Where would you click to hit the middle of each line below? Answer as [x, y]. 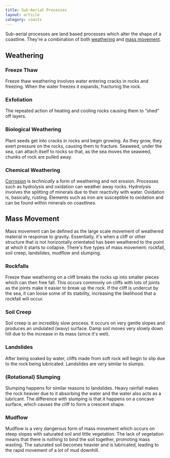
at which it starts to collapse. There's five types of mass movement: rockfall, [85, 247]
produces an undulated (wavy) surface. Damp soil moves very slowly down [84, 328]
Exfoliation [19, 99]
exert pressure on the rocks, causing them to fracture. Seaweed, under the [84, 146]
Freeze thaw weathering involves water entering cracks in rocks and [77, 81]
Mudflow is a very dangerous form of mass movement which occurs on [80, 428]
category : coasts [24, 19]
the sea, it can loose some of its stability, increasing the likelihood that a [81, 293]
